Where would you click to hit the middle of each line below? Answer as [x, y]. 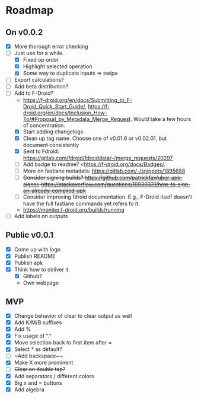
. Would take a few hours [161, 119]
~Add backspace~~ [39, 356]
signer [31, 184]
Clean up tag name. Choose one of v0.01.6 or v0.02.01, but [95, 138]
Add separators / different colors [54, 376]
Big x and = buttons [38, 382]
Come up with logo [37, 249]
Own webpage [41, 283]
